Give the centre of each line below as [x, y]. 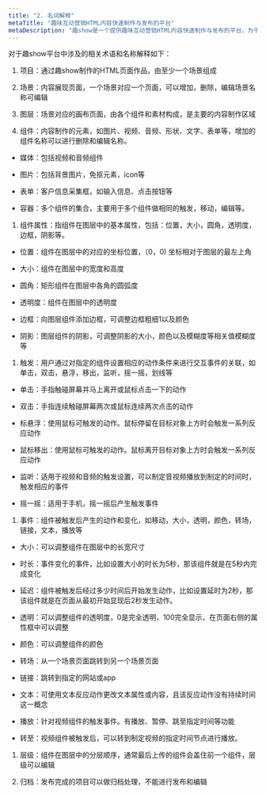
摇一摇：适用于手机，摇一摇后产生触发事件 [89, 503]
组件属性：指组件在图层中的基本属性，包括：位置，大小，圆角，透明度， [137, 225]
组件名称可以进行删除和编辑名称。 [75, 141]
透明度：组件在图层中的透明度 [68, 303]
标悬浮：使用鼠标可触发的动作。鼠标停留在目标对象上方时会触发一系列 [134, 423]
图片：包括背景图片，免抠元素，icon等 [82, 174]
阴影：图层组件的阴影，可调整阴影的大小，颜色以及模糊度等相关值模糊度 [137, 336]
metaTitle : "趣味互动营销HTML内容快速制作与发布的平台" [91, 23]
